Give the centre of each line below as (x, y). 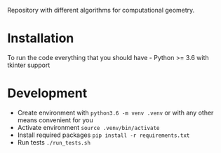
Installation (41, 38)
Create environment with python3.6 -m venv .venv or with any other (115, 112)
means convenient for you (55, 120)
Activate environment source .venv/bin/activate (88, 127)
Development (47, 93)
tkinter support (29, 65)
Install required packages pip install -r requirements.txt (103, 135)
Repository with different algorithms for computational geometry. (101, 10)
